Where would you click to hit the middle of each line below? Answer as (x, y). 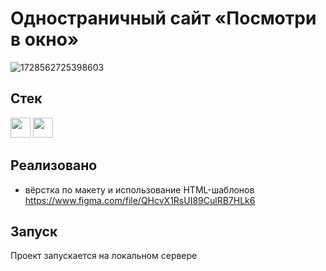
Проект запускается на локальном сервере (104, 256)
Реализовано (54, 165)
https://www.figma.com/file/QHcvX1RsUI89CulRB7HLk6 (140, 200)
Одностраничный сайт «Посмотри (163, 18)
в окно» (45, 39)
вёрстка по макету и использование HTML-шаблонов (139, 189)
